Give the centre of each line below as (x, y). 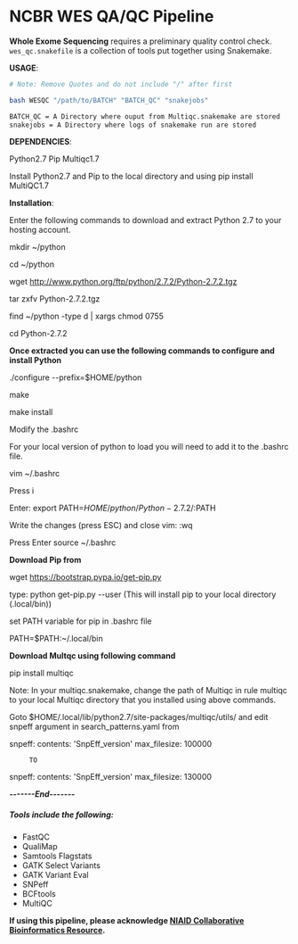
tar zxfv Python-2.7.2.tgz (55, 299)
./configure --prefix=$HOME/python (76, 377)
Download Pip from (45, 560)
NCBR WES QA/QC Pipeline (112, 17)
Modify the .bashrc (44, 429)
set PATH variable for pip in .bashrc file (81, 621)
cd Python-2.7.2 (39, 334)
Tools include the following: (61, 815)
